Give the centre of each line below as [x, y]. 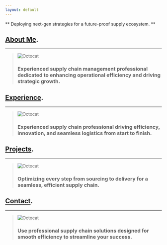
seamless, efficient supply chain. [58, 185]
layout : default [22, 10]
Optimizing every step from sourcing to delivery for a [83, 178]
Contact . [19, 201]
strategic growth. [39, 82]
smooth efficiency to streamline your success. [75, 237]
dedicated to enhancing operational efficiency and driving [89, 75]
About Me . [22, 40]
